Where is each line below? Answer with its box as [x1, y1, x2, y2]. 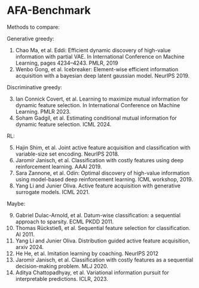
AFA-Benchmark [7, 4, 91, 17]
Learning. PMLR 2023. [15, 108, 71, 115]
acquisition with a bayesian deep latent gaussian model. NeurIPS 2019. [15, 72, 190, 79]
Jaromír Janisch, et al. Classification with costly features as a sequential [15, 256, 194, 263]
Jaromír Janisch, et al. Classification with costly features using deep [15, 156, 184, 163]
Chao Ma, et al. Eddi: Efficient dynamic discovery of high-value [15, 46, 171, 54]
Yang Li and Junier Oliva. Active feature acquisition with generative [15, 182, 181, 189]
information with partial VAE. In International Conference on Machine [15, 53, 185, 60]
